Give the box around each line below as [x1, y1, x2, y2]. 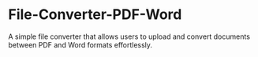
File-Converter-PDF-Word [8, 6, 182, 24]
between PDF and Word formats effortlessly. [8, 40, 152, 49]
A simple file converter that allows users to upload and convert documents [8, 32, 251, 41]
